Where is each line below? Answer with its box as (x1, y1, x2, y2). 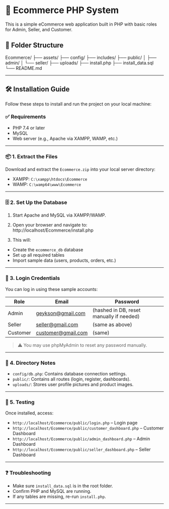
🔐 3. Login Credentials (5, 275, 60, 282)
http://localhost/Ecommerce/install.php (12, 227, 94, 233)
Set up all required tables (12, 252, 65, 258)
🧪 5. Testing (5, 398, 35, 405)
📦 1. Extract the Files (5, 153, 58, 160)
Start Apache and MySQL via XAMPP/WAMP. (12, 212, 107, 218)
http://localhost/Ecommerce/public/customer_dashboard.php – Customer (12, 425, 164, 431)
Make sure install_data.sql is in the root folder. (12, 482, 113, 489)
